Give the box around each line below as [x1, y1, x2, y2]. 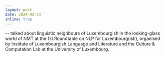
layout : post [5, 7, 32, 12]
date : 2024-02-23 [5, 12, 41, 17]
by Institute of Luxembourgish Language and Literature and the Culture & [5, 41, 156, 47]
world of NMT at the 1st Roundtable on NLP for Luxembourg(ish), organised [5, 35, 161, 41]
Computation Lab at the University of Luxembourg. [5, 46, 110, 52]
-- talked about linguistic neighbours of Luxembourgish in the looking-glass [5, 30, 161, 36]
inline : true [5, 16, 32, 21]
